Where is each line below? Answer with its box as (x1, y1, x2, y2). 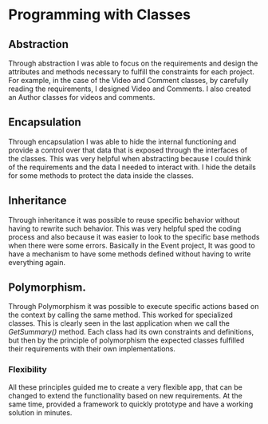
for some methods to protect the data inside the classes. (8, 170, 194, 180)
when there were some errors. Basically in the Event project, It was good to (8, 240, 255, 250)
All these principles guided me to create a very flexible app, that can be (8, 382, 243, 392)
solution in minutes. (8, 407, 73, 417)
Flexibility (8, 364, 48, 375)
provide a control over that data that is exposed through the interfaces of (8, 145, 248, 155)
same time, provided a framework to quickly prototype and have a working (8, 399, 254, 409)
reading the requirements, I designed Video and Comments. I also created (8, 84, 251, 93)
